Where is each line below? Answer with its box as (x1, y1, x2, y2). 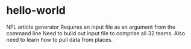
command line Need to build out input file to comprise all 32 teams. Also (6, 29, 186, 36)
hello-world (6, 4, 66, 17)
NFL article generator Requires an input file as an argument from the (6, 23, 176, 30)
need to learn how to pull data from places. (6, 36, 113, 43)
